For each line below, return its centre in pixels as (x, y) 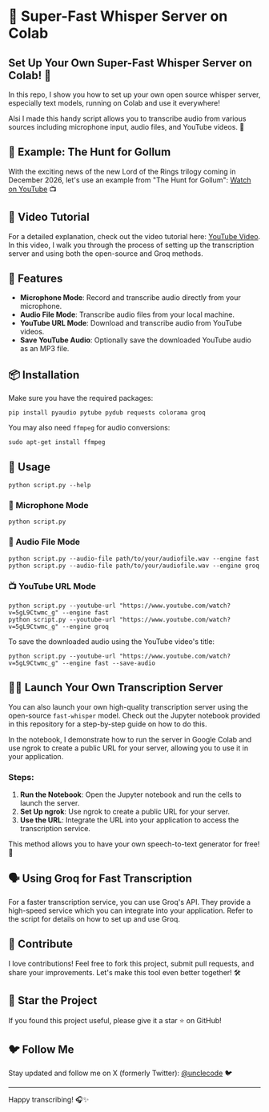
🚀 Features (36, 279)
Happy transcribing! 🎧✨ (49, 1100)
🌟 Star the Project (53, 1000)
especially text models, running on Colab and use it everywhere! (114, 103)
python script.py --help (50, 486)
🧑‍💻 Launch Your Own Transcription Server (116, 688)
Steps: (21, 777)
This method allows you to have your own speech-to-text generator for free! (134, 844)
